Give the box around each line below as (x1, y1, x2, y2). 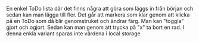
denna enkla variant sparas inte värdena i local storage (6, 30, 141, 37)
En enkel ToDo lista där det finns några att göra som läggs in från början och (6, 5, 194, 12)
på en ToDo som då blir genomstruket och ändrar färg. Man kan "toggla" (6, 18, 184, 24)
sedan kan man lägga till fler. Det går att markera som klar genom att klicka (6, 11, 190, 18)
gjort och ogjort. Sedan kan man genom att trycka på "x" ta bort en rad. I (6, 24, 185, 31)
